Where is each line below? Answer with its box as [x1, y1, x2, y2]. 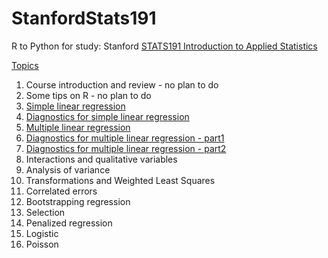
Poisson [25, 238, 59, 250]
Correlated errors [25, 185, 98, 197]
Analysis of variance [25, 163, 111, 176]
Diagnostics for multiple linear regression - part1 [25, 132, 225, 144]
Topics [11, 59, 39, 71]
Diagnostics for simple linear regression [25, 110, 190, 122]
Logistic [25, 227, 59, 239]
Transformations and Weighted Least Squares [25, 174, 216, 186]
